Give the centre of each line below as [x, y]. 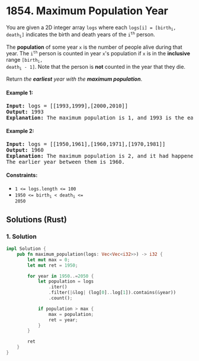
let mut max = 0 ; [49, 259]
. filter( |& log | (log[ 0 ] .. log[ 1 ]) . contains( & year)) [112, 293]
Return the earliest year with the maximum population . [74, 79]
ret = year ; [63, 320]
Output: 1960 [25, 150]
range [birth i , [25, 60]
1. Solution [21, 236]
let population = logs [66, 281]
